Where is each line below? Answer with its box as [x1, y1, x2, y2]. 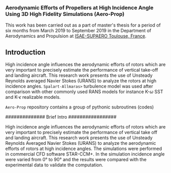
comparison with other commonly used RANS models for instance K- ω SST [5, 89, 163, 95]
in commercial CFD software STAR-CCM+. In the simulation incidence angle [5, 151, 165, 157]
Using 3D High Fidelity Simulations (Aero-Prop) [5, 10, 125, 17]
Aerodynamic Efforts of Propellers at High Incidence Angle [5, 4, 154, 11]
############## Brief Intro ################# [5, 114, 117, 120]
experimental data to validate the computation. [5, 162, 104, 168]
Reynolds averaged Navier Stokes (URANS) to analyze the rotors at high [5, 78, 157, 84]
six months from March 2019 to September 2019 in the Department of [5, 28, 152, 34]
